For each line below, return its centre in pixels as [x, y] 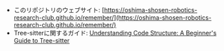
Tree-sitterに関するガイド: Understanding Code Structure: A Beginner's [115, 33]
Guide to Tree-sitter [42, 40]
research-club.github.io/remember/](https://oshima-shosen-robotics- [112, 18]
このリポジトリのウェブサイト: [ [59, 10]
